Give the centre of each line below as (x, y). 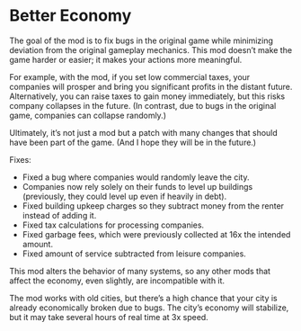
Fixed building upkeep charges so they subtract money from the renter (153, 206)
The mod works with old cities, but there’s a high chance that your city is (143, 298)
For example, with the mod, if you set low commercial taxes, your (130, 76)
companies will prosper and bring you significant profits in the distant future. (151, 86)
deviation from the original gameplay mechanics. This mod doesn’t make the (151, 49)
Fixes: (20, 159)
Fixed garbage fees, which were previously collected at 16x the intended (156, 234)
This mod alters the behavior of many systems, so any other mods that (140, 271)
